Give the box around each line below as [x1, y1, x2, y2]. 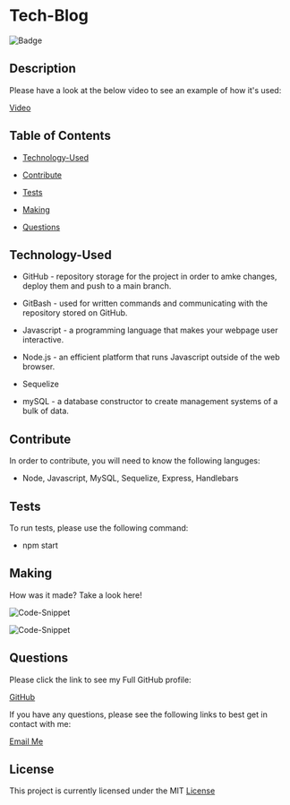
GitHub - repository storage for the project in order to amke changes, [21, 271, 277, 282]
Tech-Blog [9, 5, 90, 26]
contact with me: [9, 718, 72, 729]
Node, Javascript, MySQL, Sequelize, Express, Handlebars [21, 472, 239, 484]
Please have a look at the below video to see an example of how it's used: [9, 84, 282, 95]
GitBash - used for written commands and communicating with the [21, 298, 269, 309]
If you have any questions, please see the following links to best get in [9, 709, 269, 720]
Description [9, 61, 76, 76]
